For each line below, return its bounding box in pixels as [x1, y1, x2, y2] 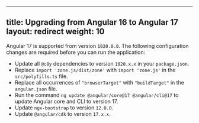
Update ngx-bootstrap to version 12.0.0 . [14, 104, 114, 111]
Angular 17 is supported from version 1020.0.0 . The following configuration [6, 42, 189, 49]
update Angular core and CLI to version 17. [14, 98, 118, 105]
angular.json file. [14, 85, 57, 92]
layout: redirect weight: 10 [6, 27, 105, 37]
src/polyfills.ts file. [14, 72, 68, 80]
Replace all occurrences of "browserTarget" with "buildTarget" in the [14, 79, 185, 86]
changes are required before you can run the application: [6, 48, 146, 56]
